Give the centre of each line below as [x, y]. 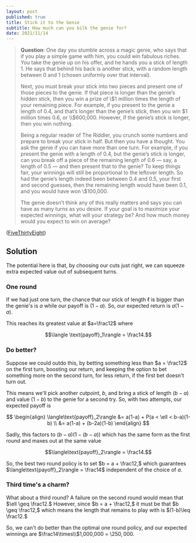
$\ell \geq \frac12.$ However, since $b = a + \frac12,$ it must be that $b [92, 504]
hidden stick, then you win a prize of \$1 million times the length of [100, 99]
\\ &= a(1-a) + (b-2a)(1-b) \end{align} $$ [102, 423]
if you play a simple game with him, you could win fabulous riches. [100, 56]
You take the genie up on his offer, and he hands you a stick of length [104, 63]
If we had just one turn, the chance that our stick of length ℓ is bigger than [95, 299]
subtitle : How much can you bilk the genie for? [66, 28]
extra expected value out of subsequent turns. [62, 271]
